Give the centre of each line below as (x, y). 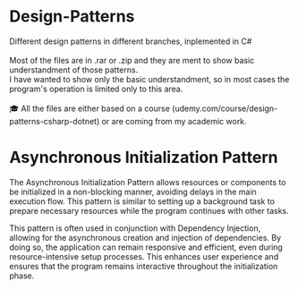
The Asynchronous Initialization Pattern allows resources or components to (148, 182)
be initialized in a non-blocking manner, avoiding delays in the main (133, 192)
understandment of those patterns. (74, 70)
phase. (22, 276)
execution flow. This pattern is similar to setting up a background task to (142, 201)
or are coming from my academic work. (175, 121)
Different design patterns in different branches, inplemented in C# (131, 41)
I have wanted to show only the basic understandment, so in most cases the (149, 79)
